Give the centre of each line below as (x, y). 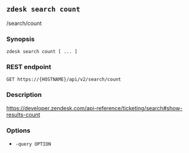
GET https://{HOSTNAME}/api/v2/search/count (64, 80)
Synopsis (20, 39)
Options (18, 130)
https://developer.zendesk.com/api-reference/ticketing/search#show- (94, 108)
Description (24, 95)
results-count (23, 115)
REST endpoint (29, 67)
